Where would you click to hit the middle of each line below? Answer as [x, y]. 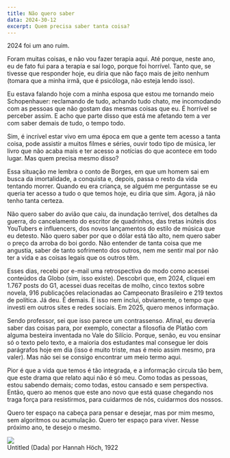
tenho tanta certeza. [36, 201]
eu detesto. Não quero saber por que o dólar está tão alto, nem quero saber [114, 236]
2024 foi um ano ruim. [38, 46]
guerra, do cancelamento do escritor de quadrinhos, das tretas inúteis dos [112, 221]
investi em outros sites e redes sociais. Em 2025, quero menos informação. [113, 308]
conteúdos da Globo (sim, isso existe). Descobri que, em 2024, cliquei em [111, 278]
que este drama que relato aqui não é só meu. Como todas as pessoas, [107, 378]
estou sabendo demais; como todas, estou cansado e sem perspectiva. [108, 385]
